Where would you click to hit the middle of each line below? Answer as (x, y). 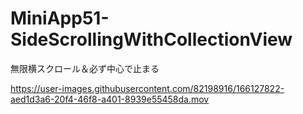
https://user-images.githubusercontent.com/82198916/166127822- (147, 88)
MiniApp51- (60, 18)
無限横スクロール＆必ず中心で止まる (85, 68)
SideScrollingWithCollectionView (151, 39)
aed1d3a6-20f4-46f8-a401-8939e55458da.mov (110, 99)
